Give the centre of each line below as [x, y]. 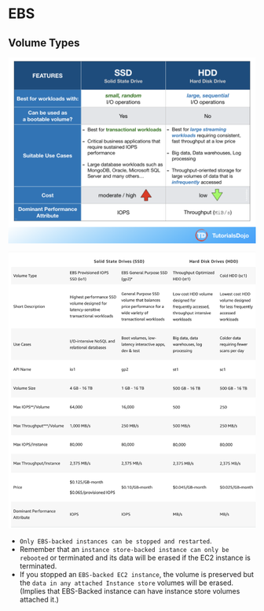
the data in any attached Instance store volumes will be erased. [126, 583]
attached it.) [39, 599]
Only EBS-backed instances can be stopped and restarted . [115, 541]
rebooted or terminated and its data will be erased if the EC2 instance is [135, 557]
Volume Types [44, 43]
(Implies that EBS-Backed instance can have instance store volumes [130, 591]
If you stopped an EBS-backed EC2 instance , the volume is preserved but [136, 574]
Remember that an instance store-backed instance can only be [124, 549]
